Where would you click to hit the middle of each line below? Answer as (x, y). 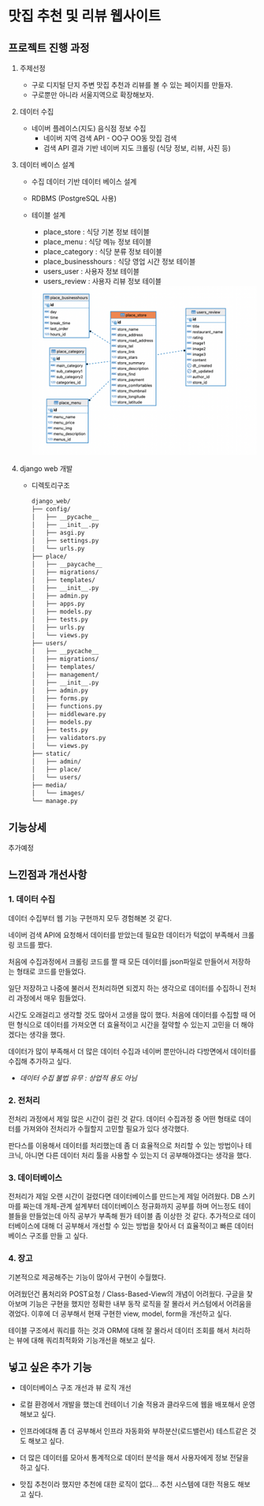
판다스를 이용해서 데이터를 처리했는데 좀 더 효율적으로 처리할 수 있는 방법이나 (126, 1145)
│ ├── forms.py (60, 699)
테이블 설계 (48, 215)
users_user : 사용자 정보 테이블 (91, 271)
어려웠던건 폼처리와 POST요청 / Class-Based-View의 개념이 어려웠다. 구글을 (126, 1294)
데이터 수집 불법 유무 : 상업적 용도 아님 (78, 1078)
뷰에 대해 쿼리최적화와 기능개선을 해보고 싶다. (86, 1340)
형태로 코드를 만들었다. (51, 971)
